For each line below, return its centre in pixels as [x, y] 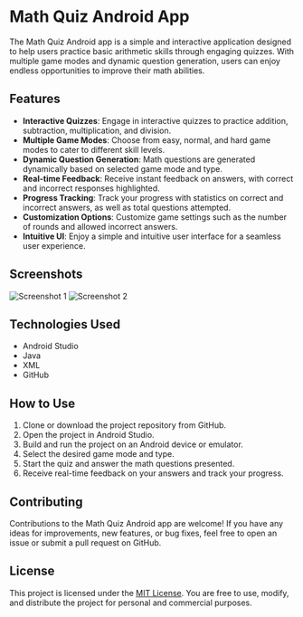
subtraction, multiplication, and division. [97, 130]
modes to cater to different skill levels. [94, 149]
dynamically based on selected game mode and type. [123, 168]
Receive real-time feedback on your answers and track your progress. [153, 473]
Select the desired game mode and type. [98, 454]
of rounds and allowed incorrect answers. [100, 226]
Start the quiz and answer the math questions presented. [128, 464]
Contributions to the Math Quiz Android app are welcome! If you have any [146, 523]
